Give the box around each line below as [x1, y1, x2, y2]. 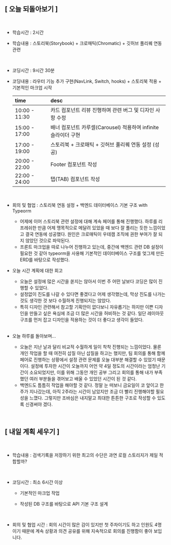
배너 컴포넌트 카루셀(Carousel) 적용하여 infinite [50, 124, 159, 131]
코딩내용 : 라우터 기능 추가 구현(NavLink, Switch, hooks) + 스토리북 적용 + [12, 78, 162, 84]
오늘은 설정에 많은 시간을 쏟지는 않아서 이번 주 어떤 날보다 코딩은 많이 [19, 278, 158, 285]
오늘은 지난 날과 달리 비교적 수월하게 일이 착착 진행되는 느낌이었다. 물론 [19, 344, 162, 350]
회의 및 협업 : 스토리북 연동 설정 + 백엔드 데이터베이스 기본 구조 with [12, 202, 148, 208]
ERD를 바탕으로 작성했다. [19, 256, 70, 263]
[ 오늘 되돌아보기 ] [5, 5, 58, 14]
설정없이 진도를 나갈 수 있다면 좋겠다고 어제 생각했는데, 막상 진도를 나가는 [19, 291, 166, 297]
